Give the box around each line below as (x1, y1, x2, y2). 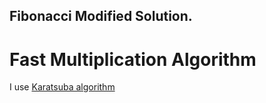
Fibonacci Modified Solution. (9, 8, 193, 25)
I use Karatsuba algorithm (9, 81, 116, 93)
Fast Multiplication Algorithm (9, 48, 257, 71)
